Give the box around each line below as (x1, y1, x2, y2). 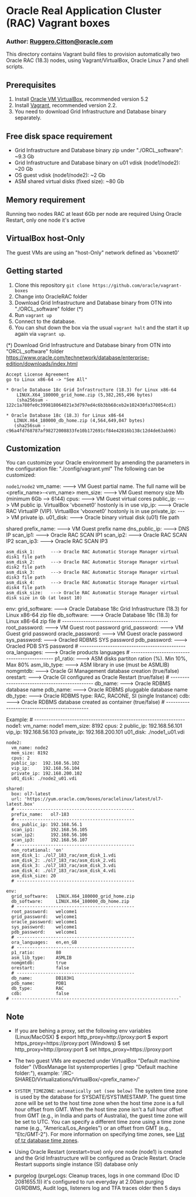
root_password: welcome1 (11, 909, 77, 915)
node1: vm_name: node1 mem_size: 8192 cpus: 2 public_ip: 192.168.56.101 (6, 723, 183, 730)
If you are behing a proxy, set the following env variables (14, 1027, 152, 1034)
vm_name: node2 (11, 745, 49, 751)
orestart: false (11, 965, 69, 971)
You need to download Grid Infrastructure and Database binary (14, 108, 167, 115)
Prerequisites (6, 80, 56, 90)
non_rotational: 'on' (11, 847, 64, 854)
